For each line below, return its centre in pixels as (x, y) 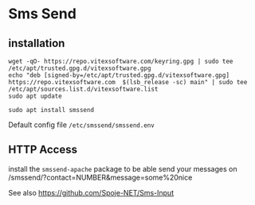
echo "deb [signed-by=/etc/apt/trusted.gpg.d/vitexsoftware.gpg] (119, 75)
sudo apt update (35, 96)
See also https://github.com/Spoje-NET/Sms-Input (91, 192)
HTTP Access (43, 150)
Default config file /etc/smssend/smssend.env (82, 125)
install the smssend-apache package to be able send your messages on (123, 168)
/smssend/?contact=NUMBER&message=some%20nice (100, 177)
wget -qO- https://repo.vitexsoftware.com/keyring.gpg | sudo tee (121, 61)
